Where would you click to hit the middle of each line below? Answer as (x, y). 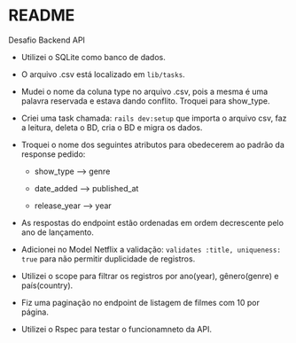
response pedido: (53, 154)
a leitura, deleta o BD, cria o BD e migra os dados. (112, 127)
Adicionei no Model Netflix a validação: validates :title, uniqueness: (151, 249)
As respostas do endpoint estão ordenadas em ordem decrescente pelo (152, 222)
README (42, 16)
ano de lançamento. (58, 232)
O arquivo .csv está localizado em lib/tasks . (103, 74)
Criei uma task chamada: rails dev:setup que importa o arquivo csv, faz (154, 118)
